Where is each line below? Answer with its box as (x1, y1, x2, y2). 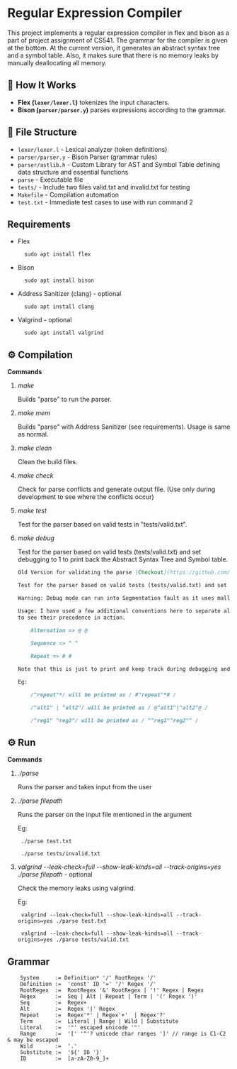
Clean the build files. (17, 458, 78, 466)
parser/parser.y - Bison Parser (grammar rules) (17, 153, 158, 161)
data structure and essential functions (17, 168, 129, 176)
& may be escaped (7, 1036, 59, 1044)
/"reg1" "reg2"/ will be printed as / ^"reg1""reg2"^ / (30, 717, 199, 724)
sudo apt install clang (24, 303, 94, 310)
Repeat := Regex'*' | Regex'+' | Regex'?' (20, 1012, 166, 1019)
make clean (17, 444, 52, 452)
